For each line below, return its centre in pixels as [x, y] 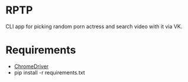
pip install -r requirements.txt [49, 72]
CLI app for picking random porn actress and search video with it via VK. [94, 26]
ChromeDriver [31, 66]
